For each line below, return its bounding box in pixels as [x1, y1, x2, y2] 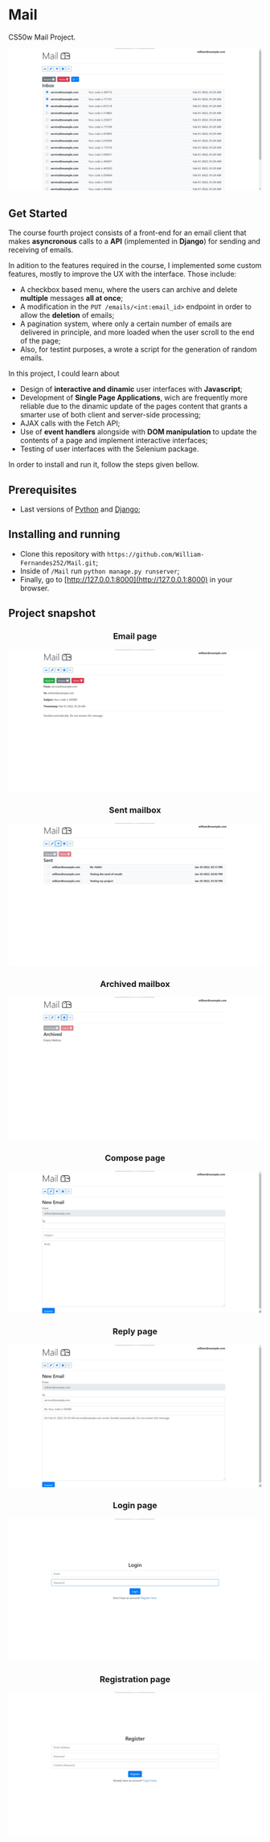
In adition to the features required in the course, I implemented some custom [8, 261, 262, 270]
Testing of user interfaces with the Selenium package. [19, 444, 199, 454]
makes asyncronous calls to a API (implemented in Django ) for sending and [8, 236, 261, 246]
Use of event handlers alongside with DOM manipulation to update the [19, 427, 257, 437]
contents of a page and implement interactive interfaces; [19, 436, 208, 446]
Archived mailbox [100, 978, 170, 989]
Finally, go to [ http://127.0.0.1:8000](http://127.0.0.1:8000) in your [19, 574, 233, 584]
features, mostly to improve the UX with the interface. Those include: [8, 269, 237, 279]
